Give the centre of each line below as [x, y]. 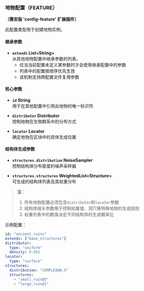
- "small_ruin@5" [31, 279]
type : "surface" [26, 261]
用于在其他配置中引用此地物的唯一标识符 [53, 106]
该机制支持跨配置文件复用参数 [49, 77]
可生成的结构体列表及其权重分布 [44, 181]
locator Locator [28, 131]
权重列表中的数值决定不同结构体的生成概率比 [69, 214]
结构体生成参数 [20, 149]
